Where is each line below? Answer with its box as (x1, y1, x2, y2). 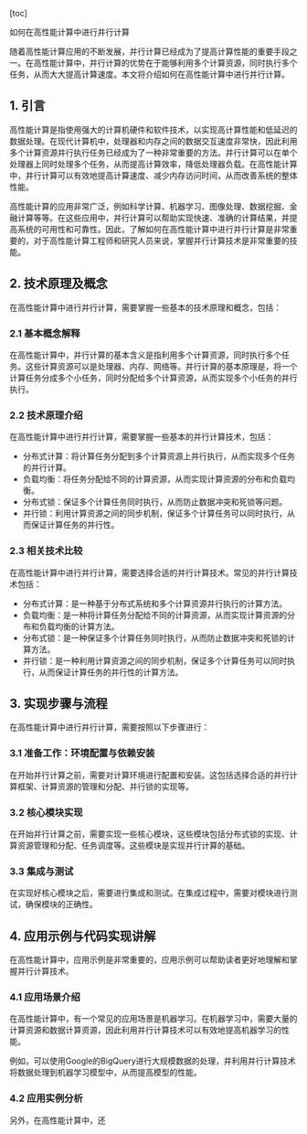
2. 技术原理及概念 (9, 276, 108, 292)
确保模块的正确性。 (25, 899, 98, 910)
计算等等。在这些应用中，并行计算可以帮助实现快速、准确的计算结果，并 (16, 212, 290, 223)
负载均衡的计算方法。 (38, 621, 120, 632)
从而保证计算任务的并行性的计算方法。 (38, 667, 184, 678)
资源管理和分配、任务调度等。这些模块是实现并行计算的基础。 (16, 840, 249, 850)
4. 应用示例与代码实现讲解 (9, 928, 156, 944)
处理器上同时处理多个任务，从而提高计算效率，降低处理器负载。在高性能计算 (9, 158, 298, 169)
